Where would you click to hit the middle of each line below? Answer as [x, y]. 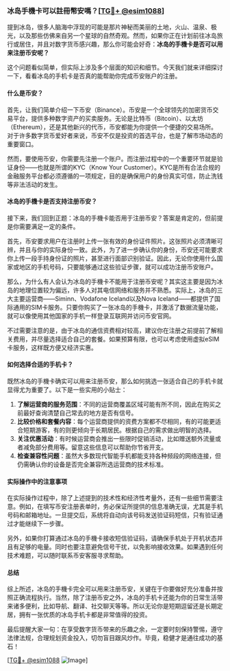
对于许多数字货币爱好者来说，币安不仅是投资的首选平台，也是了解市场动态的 [115, 135]
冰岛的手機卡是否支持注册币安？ [52, 201]
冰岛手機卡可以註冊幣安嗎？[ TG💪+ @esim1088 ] [86, 10]
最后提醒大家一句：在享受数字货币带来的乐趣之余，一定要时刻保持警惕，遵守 [115, 629]
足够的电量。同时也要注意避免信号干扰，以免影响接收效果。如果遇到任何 [121, 547]
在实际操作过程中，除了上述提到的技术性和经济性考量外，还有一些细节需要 [112, 498]
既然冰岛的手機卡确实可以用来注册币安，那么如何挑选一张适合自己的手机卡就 [115, 381]
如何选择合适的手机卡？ [40, 365]
